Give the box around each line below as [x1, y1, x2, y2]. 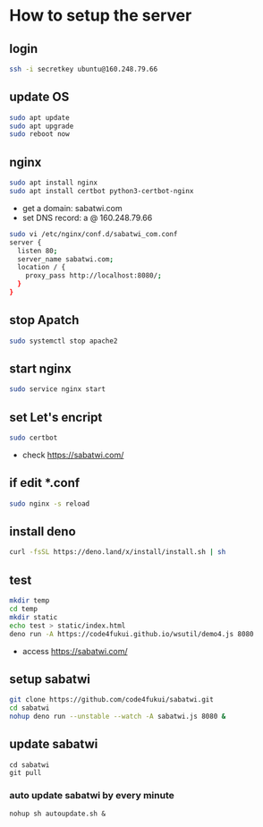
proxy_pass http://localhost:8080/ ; [25, 271, 163, 280]
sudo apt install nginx [9, 178, 98, 188]
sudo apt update [9, 113, 70, 122]
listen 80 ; [17, 246, 58, 255]
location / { [17, 263, 66, 272]
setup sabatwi [9, 671, 91, 686]
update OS [9, 90, 70, 105]
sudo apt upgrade [9, 122, 74, 131]
